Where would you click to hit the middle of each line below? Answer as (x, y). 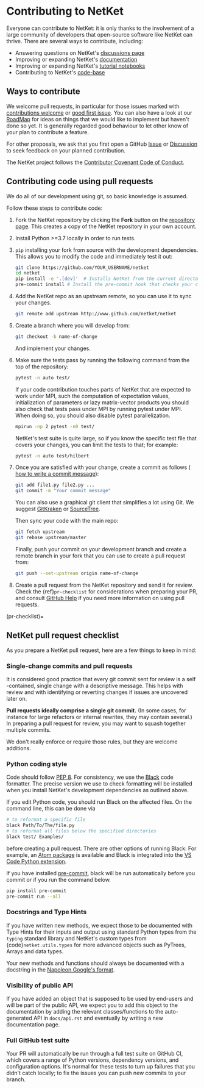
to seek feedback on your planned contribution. (66, 150)
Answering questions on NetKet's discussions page (80, 52)
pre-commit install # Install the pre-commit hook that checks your (104, 285)
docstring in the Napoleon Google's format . (61, 969)
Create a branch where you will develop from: (72, 325)
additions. (19, 748)
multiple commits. (29, 729)
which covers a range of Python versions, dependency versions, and (93, 1060)
